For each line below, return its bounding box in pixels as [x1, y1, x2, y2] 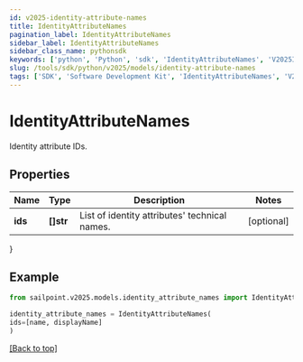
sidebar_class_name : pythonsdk [9, 47, 127, 56]
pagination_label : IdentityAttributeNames [9, 30, 171, 39]
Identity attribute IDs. [9, 141, 87, 152]
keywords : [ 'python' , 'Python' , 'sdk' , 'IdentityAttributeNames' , [9, 55, 264, 64]
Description [133, 193, 186, 206]
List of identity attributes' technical [79, 209, 227, 221]
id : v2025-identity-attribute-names [9, 13, 147, 23]
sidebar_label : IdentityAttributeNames [9, 38, 160, 48]
